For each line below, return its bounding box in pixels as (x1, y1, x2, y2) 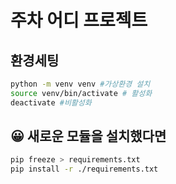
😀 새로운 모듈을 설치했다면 (10, 128, 167, 145)
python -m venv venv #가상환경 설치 (10, 79, 151, 89)
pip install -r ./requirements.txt (10, 164, 159, 175)
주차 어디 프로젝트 (10, 9, 148, 32)
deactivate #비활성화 (10, 97, 92, 108)
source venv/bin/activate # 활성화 (10, 88, 153, 98)
